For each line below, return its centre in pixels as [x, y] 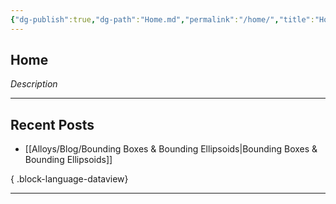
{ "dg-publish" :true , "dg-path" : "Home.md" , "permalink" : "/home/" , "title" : [162, 19]
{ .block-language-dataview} [69, 179]
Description [34, 84]
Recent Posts [52, 124]
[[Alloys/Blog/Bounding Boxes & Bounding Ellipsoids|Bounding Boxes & [171, 149]
